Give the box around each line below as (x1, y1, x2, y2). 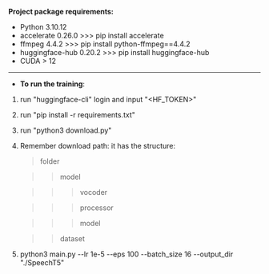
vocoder (79, 188, 108, 197)
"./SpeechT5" (19, 258, 65, 267)
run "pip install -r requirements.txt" (19, 110, 136, 119)
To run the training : (19, 79, 86, 89)
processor (79, 203, 114, 212)
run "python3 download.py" (19, 125, 112, 135)
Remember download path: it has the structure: (19, 141, 176, 150)
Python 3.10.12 (19, 22, 67, 31)
